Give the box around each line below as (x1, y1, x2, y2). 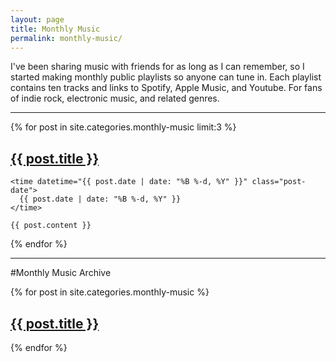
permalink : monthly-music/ (10, 33, 123, 43)
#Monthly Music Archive (10, 267, 112, 279)
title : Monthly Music (10, 24, 101, 34)
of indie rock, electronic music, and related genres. (10, 92, 220, 105)
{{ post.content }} (10, 221, 92, 231)
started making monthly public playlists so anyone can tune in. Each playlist (10, 71, 322, 83)
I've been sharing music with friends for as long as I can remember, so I (10, 61, 305, 73)
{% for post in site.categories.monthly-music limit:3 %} (10, 121, 237, 133)
